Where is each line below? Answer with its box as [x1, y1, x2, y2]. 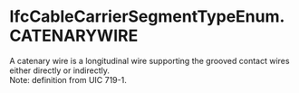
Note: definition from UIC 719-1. [9, 74, 127, 85]
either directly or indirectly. [9, 65, 111, 76]
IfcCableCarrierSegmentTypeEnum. [9, 6, 285, 27]
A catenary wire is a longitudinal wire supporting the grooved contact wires [9, 55, 290, 66]
